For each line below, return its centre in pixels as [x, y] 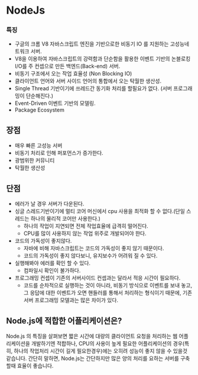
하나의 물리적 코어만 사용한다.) [65, 219]
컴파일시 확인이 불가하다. [52, 271]
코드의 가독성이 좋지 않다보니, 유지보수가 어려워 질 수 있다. [90, 256]
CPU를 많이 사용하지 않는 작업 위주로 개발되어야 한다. [85, 233]
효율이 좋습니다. [35, 366]
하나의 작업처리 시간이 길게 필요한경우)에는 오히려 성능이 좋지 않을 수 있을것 [101, 351]
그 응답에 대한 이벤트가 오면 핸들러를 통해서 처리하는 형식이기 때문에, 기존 [108, 293]
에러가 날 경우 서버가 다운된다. [49, 204]
